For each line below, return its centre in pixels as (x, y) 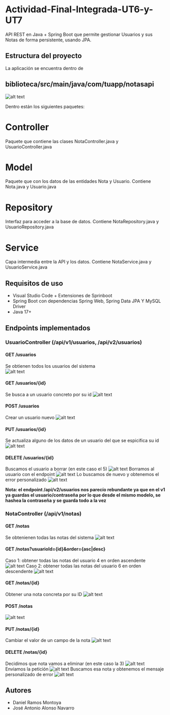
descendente (19, 571)
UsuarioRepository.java (30, 227)
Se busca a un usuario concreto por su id (48, 394)
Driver (19, 306)
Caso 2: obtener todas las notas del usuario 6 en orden (83, 566)
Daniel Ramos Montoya (37, 703)
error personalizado (26, 480)
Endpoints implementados (48, 328)
